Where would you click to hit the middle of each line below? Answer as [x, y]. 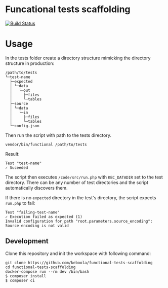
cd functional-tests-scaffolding [40, 267]
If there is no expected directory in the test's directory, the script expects [81, 197]
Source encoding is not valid [37, 226]
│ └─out [20, 90]
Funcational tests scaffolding [68, 9]
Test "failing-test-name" [32, 212]
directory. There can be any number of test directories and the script [77, 182]
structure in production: [30, 63]
